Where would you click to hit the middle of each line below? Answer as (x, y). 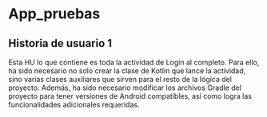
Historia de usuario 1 (60, 43)
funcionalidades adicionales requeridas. (74, 105)
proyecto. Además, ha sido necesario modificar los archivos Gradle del (125, 88)
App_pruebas (54, 14)
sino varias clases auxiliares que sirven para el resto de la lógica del (120, 79)
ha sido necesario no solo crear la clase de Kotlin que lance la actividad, (127, 71)
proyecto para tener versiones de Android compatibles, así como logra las (130, 96)
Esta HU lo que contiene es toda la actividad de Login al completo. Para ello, (134, 62)
